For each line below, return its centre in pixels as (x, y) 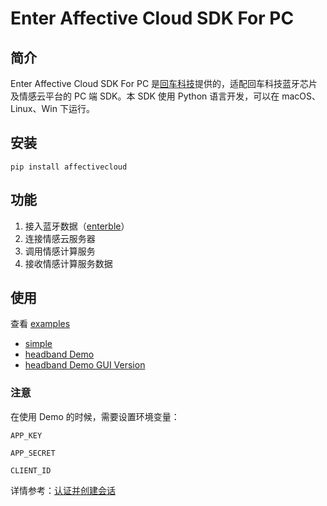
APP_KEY (26, 435)
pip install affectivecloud (69, 167)
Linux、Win (34, 108)
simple (38, 344)
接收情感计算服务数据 (68, 263)
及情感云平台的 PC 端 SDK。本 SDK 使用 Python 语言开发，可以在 (145, 96)
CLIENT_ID (31, 470)
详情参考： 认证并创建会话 (63, 490)
